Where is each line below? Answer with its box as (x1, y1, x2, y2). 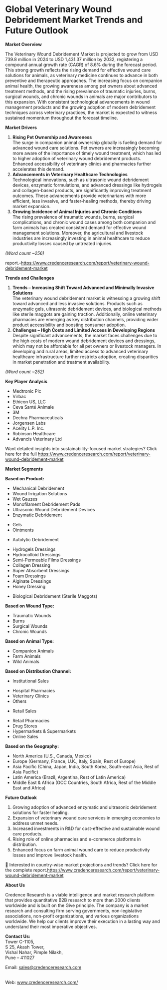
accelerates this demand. (12, 166, 65, 172)
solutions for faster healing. (12, 809, 69, 815)
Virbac (12, 393, 26, 399)
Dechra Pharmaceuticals (12, 414, 63, 421)
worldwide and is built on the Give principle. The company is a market (5, 902, 149, 908)
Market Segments (5, 466, 43, 472)
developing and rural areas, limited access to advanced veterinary (12, 348, 149, 354)
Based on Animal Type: (5, 638, 54, 644)
